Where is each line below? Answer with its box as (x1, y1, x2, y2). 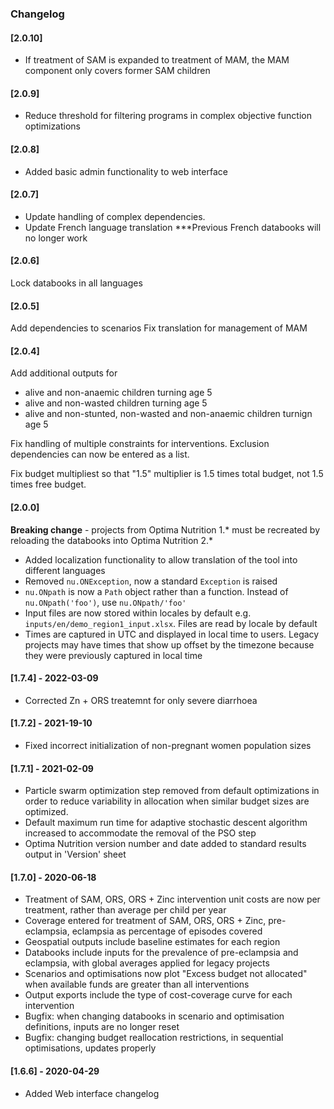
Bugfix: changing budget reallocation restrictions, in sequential (24, 1032, 284, 1044)
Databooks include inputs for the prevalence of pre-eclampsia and (24, 947, 299, 959)
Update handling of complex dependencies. (24, 210, 206, 222)
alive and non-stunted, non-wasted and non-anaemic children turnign (24, 408, 313, 420)
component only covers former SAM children (24, 65, 211, 77)
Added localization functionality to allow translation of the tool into (24, 553, 298, 566)
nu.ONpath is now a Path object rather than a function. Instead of (24, 585, 289, 597)
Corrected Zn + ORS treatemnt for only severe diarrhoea (24, 694, 258, 706)
